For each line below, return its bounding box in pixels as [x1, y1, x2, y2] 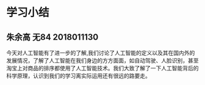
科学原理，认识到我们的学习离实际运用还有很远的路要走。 [6, 72, 151, 79]
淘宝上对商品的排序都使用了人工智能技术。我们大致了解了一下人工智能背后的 [6, 65, 199, 72]
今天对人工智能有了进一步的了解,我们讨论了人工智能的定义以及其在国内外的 [6, 50, 195, 56]
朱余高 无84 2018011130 [6, 32, 99, 42]
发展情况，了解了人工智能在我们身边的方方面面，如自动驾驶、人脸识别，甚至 [6, 57, 199, 64]
